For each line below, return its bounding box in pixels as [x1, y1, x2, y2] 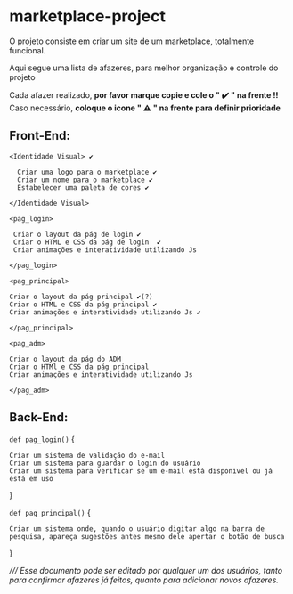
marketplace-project [9, 6, 167, 27]
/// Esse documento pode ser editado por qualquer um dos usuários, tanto [9, 565, 283, 575]
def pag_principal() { [9, 507, 91, 517]
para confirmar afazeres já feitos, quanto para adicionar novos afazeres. [9, 574, 279, 585]
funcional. [9, 45, 46, 55]
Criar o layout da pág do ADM [9, 354, 122, 363]
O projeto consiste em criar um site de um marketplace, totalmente [9, 36, 255, 46]
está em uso [9, 474, 53, 483]
